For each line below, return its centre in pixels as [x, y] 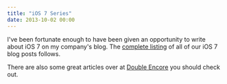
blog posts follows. [34, 54]
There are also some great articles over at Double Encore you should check [114, 67]
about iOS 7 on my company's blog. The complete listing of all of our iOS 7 [112, 46]
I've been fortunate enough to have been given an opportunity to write [106, 39]
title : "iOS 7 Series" [39, 13]
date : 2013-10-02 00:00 [41, 20]
